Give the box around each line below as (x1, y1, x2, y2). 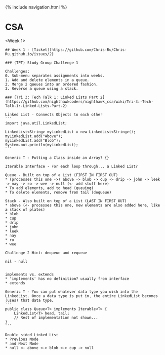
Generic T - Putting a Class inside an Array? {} (5, 155, 110, 160)
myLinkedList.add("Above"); (5, 133, 63, 139)
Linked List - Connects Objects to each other (5, 112, 103, 117)
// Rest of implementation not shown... (14, 315, 98, 320)
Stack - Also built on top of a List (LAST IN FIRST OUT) (5, 198, 127, 203)
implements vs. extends (5, 272, 54, 277)
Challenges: (5, 69, 30, 74)
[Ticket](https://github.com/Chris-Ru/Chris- (31, 47, 127, 52)
